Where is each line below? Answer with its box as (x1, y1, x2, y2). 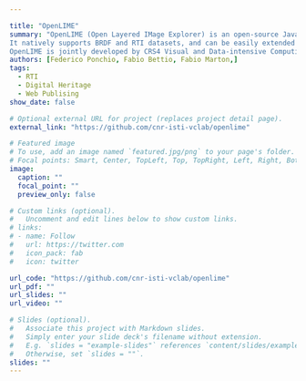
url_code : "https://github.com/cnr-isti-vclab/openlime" (9, 273, 230, 283)
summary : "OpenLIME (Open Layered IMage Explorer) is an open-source (9, 29, 280, 39)
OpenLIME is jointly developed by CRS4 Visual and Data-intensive (9, 46, 267, 56)
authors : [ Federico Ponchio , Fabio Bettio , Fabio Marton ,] (9, 56, 239, 65)
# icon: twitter (9, 257, 79, 266)
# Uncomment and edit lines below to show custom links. (9, 215, 239, 224)
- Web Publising (17, 88, 79, 98)
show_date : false (9, 98, 76, 107)
